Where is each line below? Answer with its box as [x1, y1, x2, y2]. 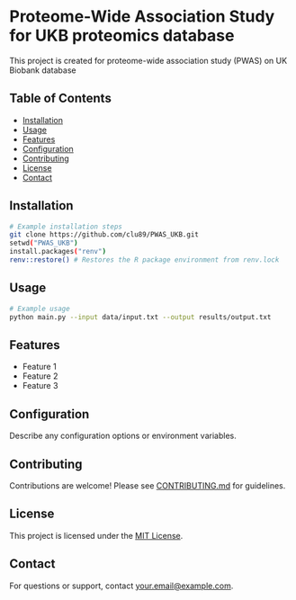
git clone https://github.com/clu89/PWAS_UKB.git [9, 230, 200, 239]
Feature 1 [22, 362, 57, 372]
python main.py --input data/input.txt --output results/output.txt [9, 312, 272, 321]
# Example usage [9, 304, 70, 313]
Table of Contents [9, 91, 112, 106]
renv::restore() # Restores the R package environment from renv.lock [9, 255, 280, 264]
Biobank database [9, 65, 76, 76]
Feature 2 [22, 371, 58, 381]
